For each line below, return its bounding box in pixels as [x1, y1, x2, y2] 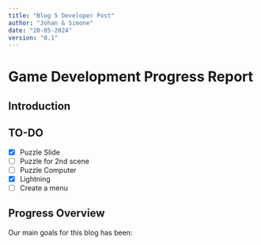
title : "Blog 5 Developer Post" [8, 11, 115, 20]
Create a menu [19, 183, 69, 193]
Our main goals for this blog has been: [8, 228, 133, 237]
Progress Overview [8, 207, 105, 220]
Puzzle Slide [19, 147, 61, 157]
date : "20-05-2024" [8, 26, 73, 34]
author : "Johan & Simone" [8, 19, 93, 27]
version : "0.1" [8, 33, 59, 42]
